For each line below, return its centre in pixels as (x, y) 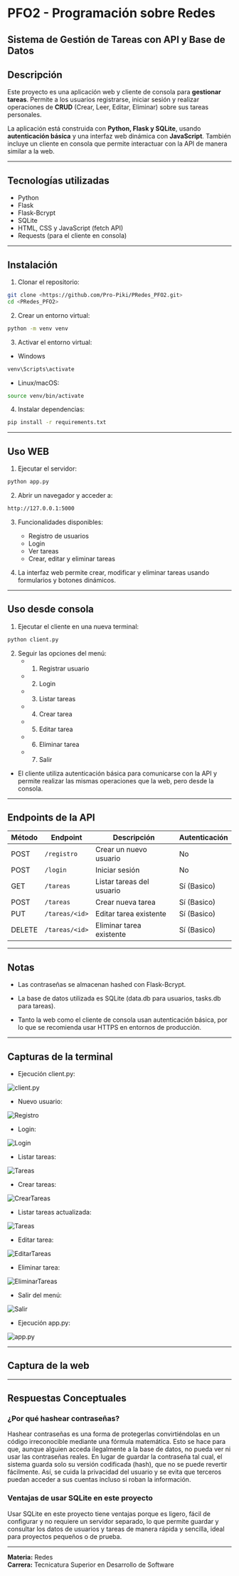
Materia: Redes (30, 1557)
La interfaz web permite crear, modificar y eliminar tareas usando (113, 572)
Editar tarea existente (131, 914)
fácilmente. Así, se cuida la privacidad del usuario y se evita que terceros (115, 1472)
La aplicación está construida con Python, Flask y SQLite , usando (104, 129)
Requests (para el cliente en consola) (72, 236)
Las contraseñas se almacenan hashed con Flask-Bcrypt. (102, 985)
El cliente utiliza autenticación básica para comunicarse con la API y (117, 773)
